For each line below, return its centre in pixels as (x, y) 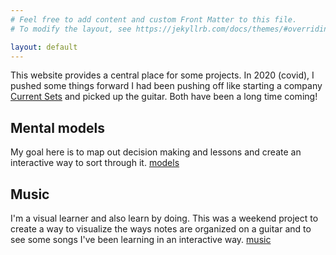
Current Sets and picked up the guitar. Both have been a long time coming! (164, 97)
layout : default (44, 47)
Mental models (58, 127)
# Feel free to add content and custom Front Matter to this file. (154, 19)
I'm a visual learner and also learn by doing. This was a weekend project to (164, 218)
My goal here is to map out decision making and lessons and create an (156, 152)
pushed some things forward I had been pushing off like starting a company (166, 86)
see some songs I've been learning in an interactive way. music (141, 239)
